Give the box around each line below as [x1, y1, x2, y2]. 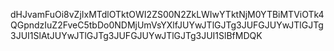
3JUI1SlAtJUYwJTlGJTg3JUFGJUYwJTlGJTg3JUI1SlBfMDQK [10, 30, 263, 41]
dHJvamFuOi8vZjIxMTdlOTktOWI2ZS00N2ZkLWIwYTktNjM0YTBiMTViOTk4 [10, 9, 325, 20]
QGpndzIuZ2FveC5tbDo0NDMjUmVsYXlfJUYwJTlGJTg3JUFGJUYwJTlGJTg [10, 19, 324, 31]
